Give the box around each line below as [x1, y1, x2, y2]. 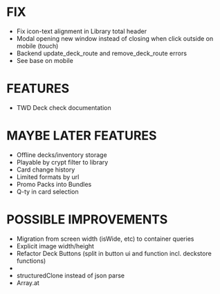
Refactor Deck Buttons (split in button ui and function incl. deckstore [16, 249, 212, 257]
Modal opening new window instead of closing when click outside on [16, 34, 214, 42]
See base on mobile [16, 56, 73, 64]
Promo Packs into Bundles [16, 180, 92, 188]
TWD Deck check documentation [16, 103, 111, 111]
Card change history [16, 165, 75, 174]
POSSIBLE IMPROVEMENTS [6, 212, 168, 227]
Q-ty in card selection [16, 187, 79, 196]
